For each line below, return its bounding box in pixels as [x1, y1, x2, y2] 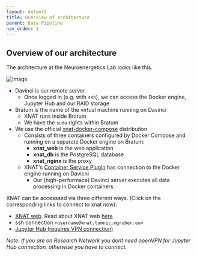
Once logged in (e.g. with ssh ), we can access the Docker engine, [23, 94, 187, 101]
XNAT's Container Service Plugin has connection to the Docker [23, 163, 180, 171]
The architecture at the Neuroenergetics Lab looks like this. [6, 64, 153, 71]
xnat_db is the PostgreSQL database [32, 151, 124, 158]
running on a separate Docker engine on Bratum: [23, 138, 145, 145]
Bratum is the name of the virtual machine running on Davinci [14, 106, 167, 114]
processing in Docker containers [32, 183, 114, 190]
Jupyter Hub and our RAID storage [23, 100, 110, 107]
